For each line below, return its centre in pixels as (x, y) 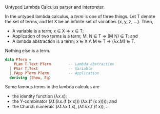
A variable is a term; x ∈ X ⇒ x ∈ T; (48, 31)
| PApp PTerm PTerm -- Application (54, 73)
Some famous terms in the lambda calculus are (52, 87)
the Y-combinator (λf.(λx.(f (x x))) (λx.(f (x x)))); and (64, 101)
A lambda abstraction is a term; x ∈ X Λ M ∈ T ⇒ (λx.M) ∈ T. (74, 41)
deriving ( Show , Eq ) (30, 78)
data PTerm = (18, 60)
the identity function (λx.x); (40, 96)
